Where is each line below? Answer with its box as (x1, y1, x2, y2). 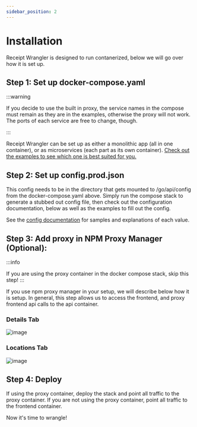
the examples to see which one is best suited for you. (6, 153, 136, 160)
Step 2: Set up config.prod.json (6, 170, 125, 180)
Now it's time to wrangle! (6, 414, 67, 422)
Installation (6, 34, 63, 48)
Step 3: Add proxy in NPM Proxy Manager (6, 233, 163, 243)
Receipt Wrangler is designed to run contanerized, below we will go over (6, 54, 184, 61)
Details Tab (6, 315, 40, 324)
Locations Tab (6, 344, 48, 352)
